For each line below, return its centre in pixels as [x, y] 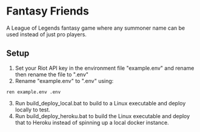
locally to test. [32, 110]
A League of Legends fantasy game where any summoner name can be [96, 28]
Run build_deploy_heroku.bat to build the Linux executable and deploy [102, 116]
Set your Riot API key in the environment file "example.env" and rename [105, 68]
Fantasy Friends [48, 11]
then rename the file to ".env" [52, 74]
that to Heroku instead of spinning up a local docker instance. [92, 122]
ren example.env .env [34, 92]
